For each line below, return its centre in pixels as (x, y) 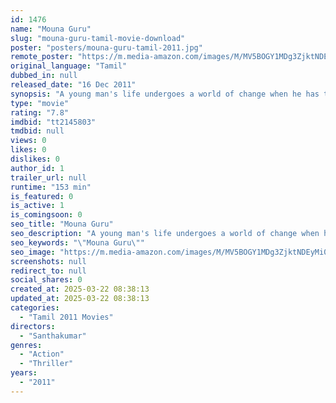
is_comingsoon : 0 (46, 215)
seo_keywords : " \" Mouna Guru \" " (77, 242)
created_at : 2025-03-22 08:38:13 (80, 289)
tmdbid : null (37, 131)
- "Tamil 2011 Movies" (66, 317)
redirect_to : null (48, 271)
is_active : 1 (37, 206)
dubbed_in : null (44, 76)
